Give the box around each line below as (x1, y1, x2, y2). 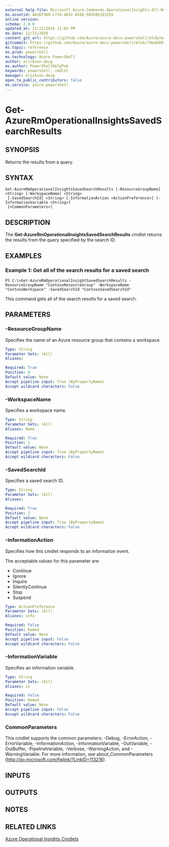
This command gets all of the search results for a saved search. (5, 295, 137, 301)
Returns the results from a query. (5, 159, 74, 165)
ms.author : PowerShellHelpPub (5, 64, 69, 69)
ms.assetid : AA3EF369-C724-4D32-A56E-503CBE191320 (5, 12, 114, 17)
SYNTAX (5, 173, 34, 182)
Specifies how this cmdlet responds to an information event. (5, 548, 130, 554)
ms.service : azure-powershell (5, 82, 69, 87)
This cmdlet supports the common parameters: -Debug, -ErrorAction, (5, 735, 149, 741)
